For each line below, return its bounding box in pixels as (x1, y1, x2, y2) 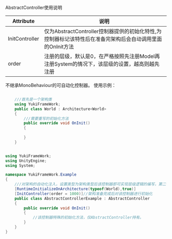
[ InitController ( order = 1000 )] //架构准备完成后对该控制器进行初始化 (14, 191, 153, 196)
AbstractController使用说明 (5, 5, 62, 10)
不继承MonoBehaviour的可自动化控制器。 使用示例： (5, 82, 117, 88)
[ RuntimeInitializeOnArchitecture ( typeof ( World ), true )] (14, 186, 137, 191)
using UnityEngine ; (5, 158, 47, 163)
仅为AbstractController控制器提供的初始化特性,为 (44, 28, 162, 35)
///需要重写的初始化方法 (24, 116, 69, 121)
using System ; (5, 163, 36, 168)
